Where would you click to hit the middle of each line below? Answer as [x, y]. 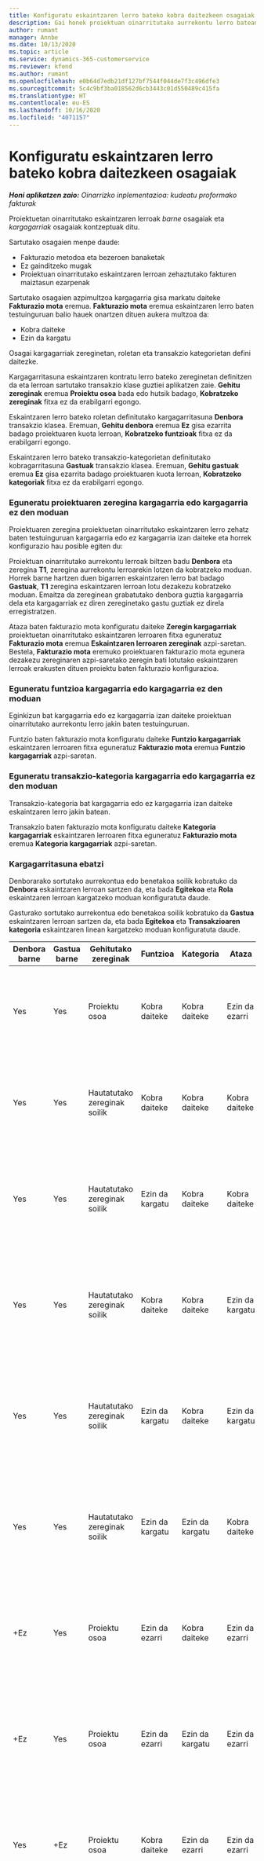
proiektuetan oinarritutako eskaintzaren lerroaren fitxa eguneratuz [116, 635]
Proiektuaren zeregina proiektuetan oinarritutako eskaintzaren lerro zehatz [129, 529]
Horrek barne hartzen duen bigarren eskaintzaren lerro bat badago [117, 578]
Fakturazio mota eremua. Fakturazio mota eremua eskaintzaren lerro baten [131, 306]
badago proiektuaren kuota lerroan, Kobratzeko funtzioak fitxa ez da [121, 434]
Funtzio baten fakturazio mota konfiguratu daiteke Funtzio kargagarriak [125, 739]
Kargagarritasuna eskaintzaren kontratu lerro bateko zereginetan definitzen [130, 376]
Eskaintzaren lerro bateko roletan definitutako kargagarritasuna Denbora [126, 416]
